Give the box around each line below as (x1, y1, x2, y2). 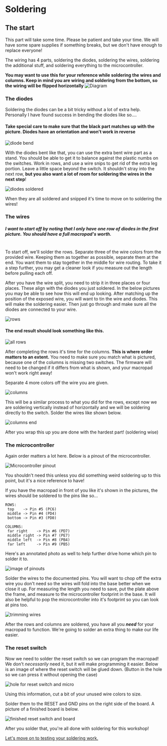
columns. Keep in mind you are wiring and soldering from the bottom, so (5, 78, 158, 83)
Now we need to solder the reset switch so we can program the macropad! (5, 656, 159, 662)
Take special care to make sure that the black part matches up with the (5, 123, 155, 129)
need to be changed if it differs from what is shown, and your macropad (5, 364, 153, 370)
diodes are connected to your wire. (5, 306, 77, 312)
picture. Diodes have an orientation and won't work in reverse (5, 129, 136, 135)
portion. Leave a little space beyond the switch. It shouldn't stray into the (5, 165, 155, 171)
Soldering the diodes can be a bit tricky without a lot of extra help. (5, 107, 141, 113)
